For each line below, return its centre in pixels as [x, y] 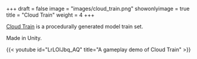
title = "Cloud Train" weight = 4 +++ [50, 15]
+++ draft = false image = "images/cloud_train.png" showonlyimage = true [98, 9]
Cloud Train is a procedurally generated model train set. [75, 27]
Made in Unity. [24, 38]
